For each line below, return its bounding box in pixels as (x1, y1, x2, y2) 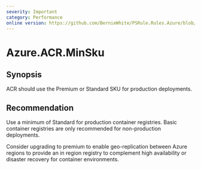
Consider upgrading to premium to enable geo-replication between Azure (6, 143, 187, 150)
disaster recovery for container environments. (6, 156, 120, 163)
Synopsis (6, 70, 42, 80)
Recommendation (6, 102, 74, 113)
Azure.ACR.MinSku (6, 46, 105, 59)
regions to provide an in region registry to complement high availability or (6, 149, 187, 156)
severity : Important (6, 8, 58, 15)
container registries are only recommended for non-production (6, 125, 162, 132)
